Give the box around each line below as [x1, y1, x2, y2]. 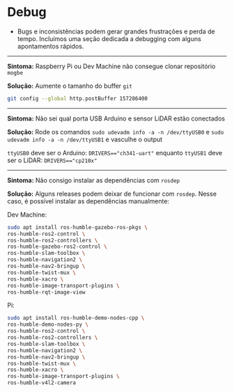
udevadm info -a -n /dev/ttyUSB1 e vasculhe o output [7, 135, 163, 143]
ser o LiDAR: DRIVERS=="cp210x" [7, 156, 97, 164]
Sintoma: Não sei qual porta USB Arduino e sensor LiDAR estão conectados [7, 114, 225, 123]
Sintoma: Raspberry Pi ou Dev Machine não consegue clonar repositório [7, 62, 216, 70]
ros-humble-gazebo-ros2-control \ [7, 243, 108, 251]
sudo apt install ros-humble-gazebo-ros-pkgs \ [7, 224, 148, 230]
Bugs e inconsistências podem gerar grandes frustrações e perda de [17, 27, 215, 36]
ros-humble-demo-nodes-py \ [7, 321, 89, 328]
